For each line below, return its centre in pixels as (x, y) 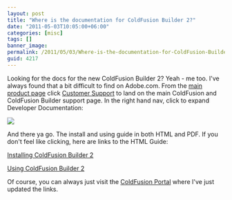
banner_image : (28, 46)
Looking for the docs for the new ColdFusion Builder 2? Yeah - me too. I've (113, 78)
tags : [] (20, 39)
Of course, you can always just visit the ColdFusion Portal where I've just (111, 181)
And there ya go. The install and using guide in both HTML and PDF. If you (113, 134)
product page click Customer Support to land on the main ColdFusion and (112, 93)
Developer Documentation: (46, 107)
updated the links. (33, 189)
